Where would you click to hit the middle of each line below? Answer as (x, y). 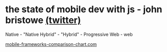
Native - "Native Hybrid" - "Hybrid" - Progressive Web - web (69, 34)
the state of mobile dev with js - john (84, 9)
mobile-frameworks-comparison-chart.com (51, 44)
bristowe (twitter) (43, 20)
